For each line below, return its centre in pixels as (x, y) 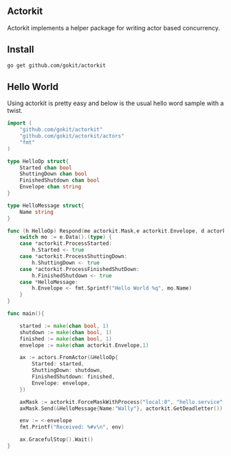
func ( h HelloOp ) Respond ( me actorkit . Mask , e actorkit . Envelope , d (106, 231)
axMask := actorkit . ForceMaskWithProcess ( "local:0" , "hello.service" (121, 402)
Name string (36, 212)
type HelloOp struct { (38, 161)
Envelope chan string (50, 187)
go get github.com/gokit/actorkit (57, 65)
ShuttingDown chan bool (54, 174)
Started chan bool (46, 168)
